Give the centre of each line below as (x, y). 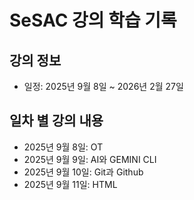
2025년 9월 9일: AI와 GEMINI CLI (90, 159)
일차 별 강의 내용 (56, 121)
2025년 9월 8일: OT (63, 147)
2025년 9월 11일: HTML (70, 184)
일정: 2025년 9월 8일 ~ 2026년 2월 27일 (103, 86)
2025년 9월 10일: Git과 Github (83, 172)
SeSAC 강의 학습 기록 (93, 20)
